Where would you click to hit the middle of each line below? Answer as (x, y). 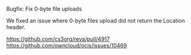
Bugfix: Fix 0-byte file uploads (44, 9)
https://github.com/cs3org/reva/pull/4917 (58, 39)
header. (16, 27)
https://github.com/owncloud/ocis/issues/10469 (67, 46)
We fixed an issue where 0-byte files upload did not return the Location (96, 20)
